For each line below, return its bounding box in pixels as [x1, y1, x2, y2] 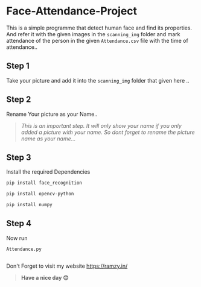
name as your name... [21, 134, 76, 142]
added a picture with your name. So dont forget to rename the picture [21, 128, 195, 136]
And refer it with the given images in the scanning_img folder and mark [6, 30, 180, 37]
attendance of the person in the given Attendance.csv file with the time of [6, 37, 188, 44]
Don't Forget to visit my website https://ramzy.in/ [6, 262, 128, 270]
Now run [6, 234, 28, 242]
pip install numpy [6, 202, 53, 208]
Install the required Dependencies [6, 168, 91, 175]
